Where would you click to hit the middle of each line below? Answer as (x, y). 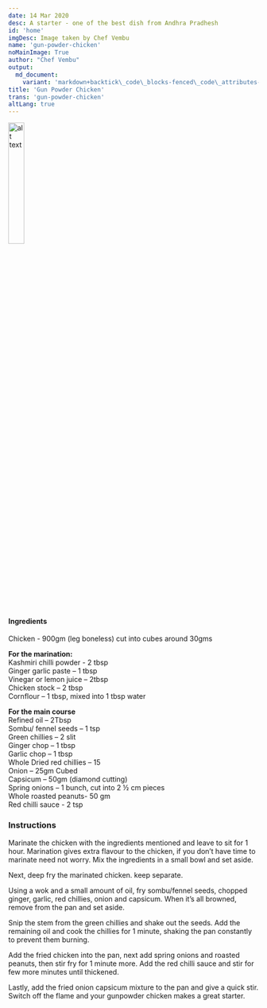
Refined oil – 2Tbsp (40, 720)
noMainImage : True (39, 52)
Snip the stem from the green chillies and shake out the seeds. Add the (124, 922)
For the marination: (41, 654)
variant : (37, 82)
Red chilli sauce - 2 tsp (46, 804)
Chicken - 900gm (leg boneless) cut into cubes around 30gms (110, 639)
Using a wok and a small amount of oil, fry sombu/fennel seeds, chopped (128, 890)
